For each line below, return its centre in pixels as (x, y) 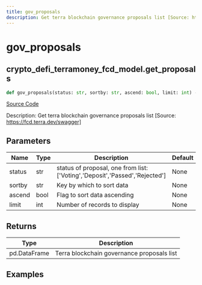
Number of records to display (98, 205)
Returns (22, 226)
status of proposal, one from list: (103, 168)
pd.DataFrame (29, 253)
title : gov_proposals (33, 12)
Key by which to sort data (93, 185)
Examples (25, 274)
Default (183, 158)
